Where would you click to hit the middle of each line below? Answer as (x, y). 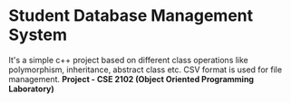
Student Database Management (131, 16)
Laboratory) (32, 89)
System (38, 35)
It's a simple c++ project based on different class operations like (128, 60)
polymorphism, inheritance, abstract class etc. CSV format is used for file (145, 70)
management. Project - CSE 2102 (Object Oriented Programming (131, 79)
